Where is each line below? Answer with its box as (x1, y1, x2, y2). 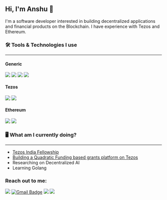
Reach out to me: (5, 177, 47, 184)
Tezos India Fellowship (12, 149, 59, 155)
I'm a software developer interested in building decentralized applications (5, 18, 156, 24)
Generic (5, 61, 22, 67)
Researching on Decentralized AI (12, 160, 80, 166)
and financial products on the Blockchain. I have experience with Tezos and (5, 23, 160, 29)
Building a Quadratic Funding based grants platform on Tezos (12, 154, 138, 160)
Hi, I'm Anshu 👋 (5, 5, 54, 13)
